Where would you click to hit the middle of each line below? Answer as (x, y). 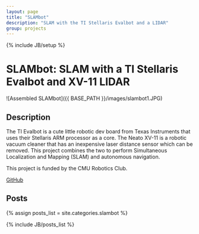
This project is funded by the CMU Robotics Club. (67, 168)
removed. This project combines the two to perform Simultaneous (87, 150)
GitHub (15, 180)
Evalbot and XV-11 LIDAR (68, 82)
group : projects (26, 28)
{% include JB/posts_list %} (40, 224)
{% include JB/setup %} (36, 45)
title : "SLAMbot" (28, 17)
